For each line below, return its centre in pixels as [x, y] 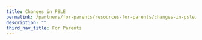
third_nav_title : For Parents [44, 28]
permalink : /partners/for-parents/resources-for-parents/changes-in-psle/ [102, 17]
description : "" [26, 22]
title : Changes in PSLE [36, 11]
